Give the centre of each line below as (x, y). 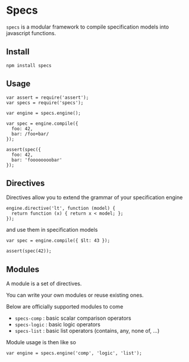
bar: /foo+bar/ (30, 134)
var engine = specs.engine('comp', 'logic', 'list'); (74, 353)
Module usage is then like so (41, 342)
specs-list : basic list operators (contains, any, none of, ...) (87, 331)
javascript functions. (31, 33)
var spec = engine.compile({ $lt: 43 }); (58, 241)
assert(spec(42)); (29, 251)
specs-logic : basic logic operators (58, 325)
